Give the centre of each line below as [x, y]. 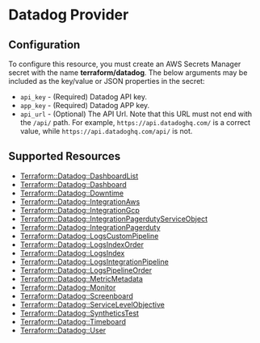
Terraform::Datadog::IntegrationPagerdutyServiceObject [114, 219]
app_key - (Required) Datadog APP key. [85, 105]
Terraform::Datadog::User [63, 330]
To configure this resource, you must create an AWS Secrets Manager [125, 64]
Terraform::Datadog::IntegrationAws [80, 201]
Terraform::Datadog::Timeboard [73, 321]
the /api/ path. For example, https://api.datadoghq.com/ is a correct [135, 122]
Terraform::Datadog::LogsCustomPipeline [89, 236]
